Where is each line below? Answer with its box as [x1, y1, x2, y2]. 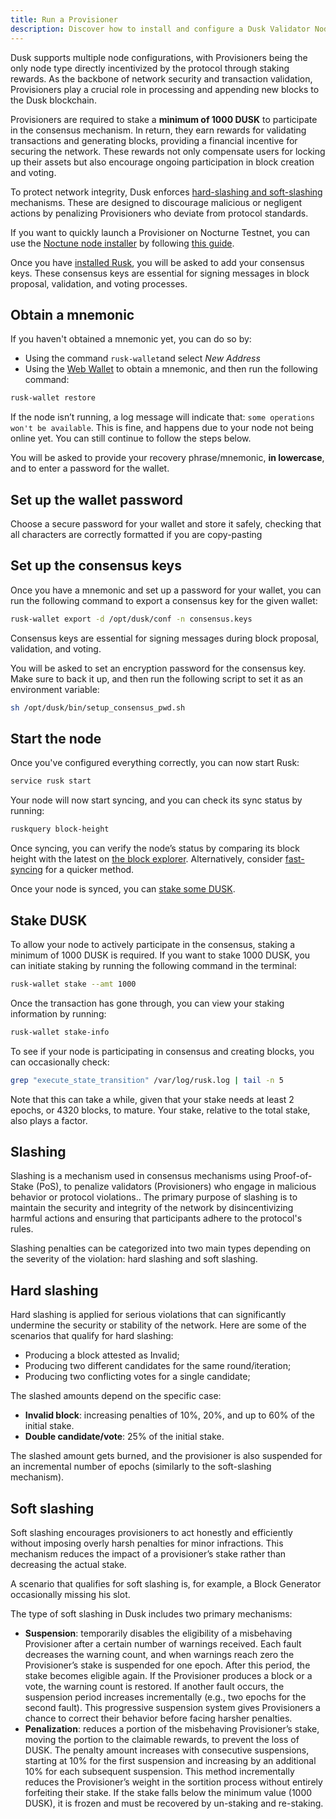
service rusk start [10, 776, 92, 786]
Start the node [10, 730, 102, 747]
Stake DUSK [10, 912, 88, 929]
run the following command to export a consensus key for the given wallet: [10, 594, 318, 606]
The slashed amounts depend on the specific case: [10, 1390, 222, 1402]
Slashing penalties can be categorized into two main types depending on [10, 1242, 311, 1255]
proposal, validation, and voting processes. [10, 277, 188, 290]
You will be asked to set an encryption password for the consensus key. [10, 662, 307, 674]
